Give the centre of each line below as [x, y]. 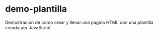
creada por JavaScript [28, 27]
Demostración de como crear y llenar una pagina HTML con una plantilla [79, 22]
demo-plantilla [36, 9]
